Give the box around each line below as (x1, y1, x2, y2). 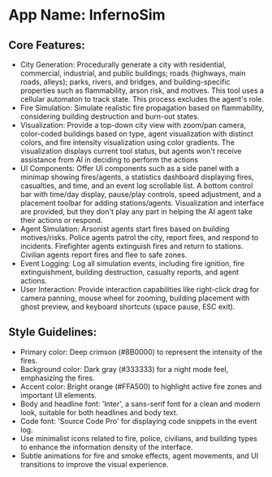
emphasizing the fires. (19, 373, 95, 383)
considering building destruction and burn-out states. (19, 112, 200, 121)
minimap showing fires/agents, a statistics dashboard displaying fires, (19, 173, 254, 182)
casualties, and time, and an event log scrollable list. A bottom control (19, 181, 253, 190)
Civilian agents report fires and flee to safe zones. (19, 250, 188, 260)
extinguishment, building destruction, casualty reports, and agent (19, 267, 240, 277)
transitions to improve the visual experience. (19, 459, 169, 469)
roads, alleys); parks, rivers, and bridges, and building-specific (19, 77, 231, 86)
